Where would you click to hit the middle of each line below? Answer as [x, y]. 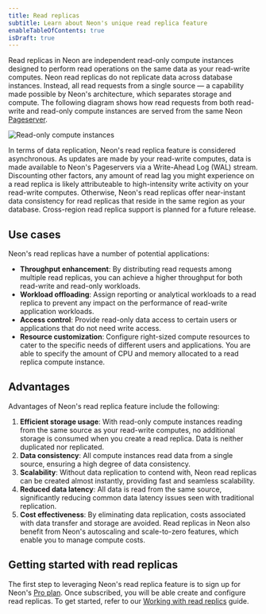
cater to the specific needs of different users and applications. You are [135, 345]
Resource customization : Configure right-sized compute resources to [135, 337]
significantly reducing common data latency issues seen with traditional [137, 497]
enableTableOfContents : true [56, 30]
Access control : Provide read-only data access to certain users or [128, 320]
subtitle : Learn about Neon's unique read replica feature [108, 23]
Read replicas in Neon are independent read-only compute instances [121, 60]
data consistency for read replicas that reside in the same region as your [127, 201]
